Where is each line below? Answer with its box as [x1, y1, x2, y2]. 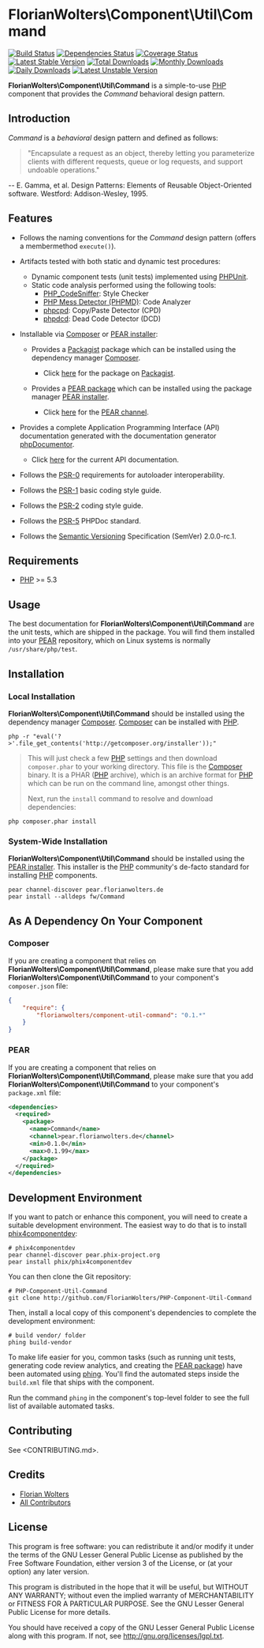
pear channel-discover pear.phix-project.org [8, 1251, 160, 1259]
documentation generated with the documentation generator [19, 431, 217, 440]
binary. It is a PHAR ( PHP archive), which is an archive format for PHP [27, 769, 254, 780]
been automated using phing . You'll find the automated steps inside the [8, 1370, 240, 1379]
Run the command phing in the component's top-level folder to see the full [8, 1393, 250, 1403]
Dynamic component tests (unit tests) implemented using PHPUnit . [31, 271, 248, 282]
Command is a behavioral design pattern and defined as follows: [8, 133, 218, 142]
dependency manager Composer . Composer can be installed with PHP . [8, 717, 240, 727]
